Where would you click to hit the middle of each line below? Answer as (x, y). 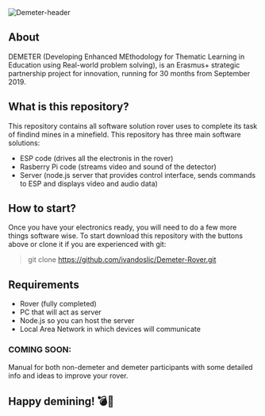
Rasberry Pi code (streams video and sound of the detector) (118, 167)
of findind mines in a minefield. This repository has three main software (125, 134)
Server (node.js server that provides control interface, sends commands (138, 175)
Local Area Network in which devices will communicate (110, 329)
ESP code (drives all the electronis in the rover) (96, 158)
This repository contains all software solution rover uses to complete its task (133, 125)
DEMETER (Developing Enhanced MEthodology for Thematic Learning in (127, 56)
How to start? (42, 208)
